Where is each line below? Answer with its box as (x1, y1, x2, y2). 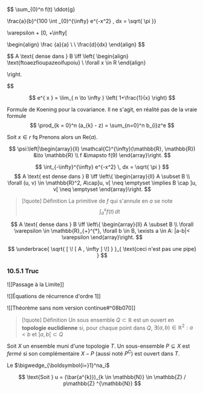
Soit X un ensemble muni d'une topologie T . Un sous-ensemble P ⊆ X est (7, 342, 190, 350)
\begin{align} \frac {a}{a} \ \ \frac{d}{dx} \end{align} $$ (7, 41, 146, 48)
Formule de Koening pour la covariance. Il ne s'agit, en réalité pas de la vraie (7, 106, 198, 113)
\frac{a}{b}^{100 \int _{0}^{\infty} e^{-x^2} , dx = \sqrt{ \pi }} (7, 18, 156, 24)
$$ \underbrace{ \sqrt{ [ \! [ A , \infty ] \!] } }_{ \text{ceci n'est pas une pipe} (7, 245, 197, 253)
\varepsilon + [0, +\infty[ (7, 29, 68, 36)
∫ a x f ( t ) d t (99, 207, 120, 216)
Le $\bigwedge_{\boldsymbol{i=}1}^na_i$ (7, 362, 110, 369)
